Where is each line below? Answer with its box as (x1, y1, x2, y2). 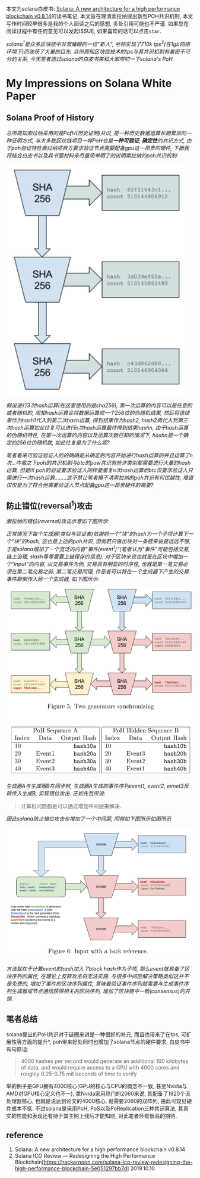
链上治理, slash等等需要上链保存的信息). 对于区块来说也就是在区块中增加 (6, 553, 183, 560)
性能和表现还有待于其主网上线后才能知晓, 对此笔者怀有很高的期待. (16, 1112, 177, 1120)
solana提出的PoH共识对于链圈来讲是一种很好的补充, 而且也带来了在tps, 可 (6, 1031, 187, 1038)
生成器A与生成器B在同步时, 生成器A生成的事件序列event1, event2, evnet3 (6, 782, 184, 790)
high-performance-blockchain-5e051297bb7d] (14, 1165, 129, 1172)
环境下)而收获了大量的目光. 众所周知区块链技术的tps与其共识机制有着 (6, 48, 175, 55)
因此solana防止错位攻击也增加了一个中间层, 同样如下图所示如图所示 (6, 815, 172, 822)
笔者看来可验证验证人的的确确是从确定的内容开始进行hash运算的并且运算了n (6, 452, 193, 459)
